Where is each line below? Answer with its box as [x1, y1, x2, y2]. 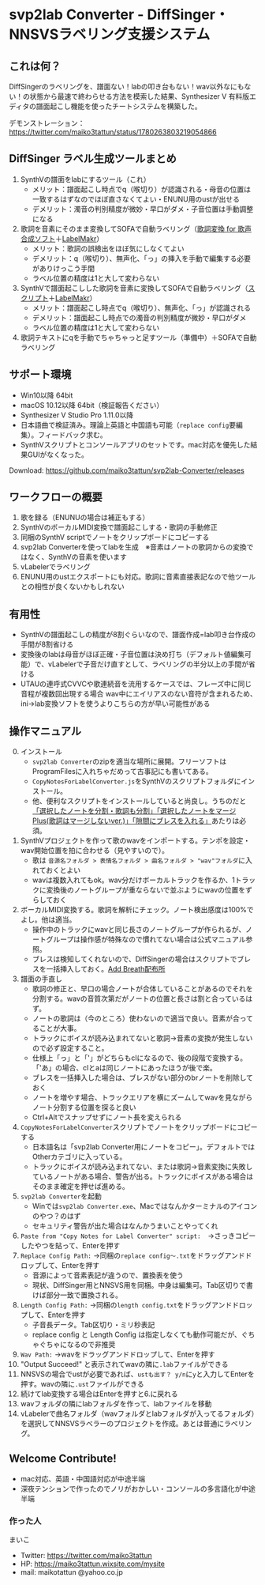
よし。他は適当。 [20, 915, 77, 924]
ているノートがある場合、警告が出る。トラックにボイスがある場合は [32, 1172, 254, 1181]
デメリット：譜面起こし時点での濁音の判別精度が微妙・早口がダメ [32, 312, 247, 323]
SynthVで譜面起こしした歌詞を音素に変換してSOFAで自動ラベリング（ [20, 283, 248, 292]
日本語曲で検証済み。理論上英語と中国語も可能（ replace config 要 [20, 420, 237, 429]
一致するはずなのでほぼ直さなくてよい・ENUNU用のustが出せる [32, 194, 240, 204]
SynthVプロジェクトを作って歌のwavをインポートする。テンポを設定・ [20, 836, 251, 845]
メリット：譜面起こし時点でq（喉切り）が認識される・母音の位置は [32, 184, 252, 194]
